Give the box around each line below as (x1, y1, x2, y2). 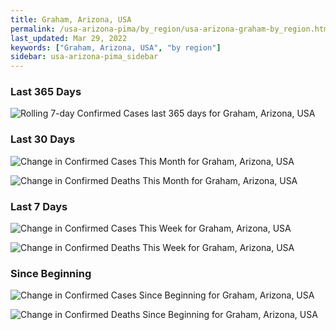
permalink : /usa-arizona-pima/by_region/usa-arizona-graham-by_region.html (10, 24, 333, 34)
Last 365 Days (10, 85, 82, 99)
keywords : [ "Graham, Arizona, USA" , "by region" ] (10, 42, 222, 53)
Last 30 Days (10, 132, 76, 146)
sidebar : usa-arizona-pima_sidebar (10, 52, 159, 62)
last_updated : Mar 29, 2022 (10, 33, 128, 43)
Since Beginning (10, 266, 92, 280)
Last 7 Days (10, 199, 68, 213)
